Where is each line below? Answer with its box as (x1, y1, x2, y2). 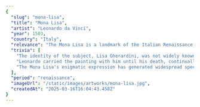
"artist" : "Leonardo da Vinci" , (11, 25, 92, 32)
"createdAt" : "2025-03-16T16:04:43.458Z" (11, 86, 116, 92)
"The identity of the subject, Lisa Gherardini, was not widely (16, 53, 180, 59)
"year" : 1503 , (11, 31, 46, 37)
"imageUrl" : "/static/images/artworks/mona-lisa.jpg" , (11, 81, 150, 87)
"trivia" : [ (11, 48, 41, 53)
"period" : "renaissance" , (11, 75, 76, 81)
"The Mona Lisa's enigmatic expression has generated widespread (16, 64, 183, 70)
